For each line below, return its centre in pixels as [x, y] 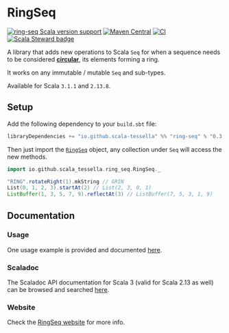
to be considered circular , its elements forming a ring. [83, 59]
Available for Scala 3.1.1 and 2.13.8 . [59, 85]
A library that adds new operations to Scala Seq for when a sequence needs [114, 52]
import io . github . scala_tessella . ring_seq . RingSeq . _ [84, 169]
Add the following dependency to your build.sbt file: [82, 124]
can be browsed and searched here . [58, 290]
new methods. [27, 157]
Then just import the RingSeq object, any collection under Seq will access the [114, 149]
